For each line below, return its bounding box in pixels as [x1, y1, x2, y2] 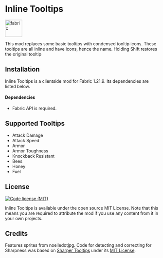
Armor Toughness [12, 147, 49, 154]
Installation [5, 65, 40, 74]
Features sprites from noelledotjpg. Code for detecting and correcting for [5, 242, 152, 248]
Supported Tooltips [5, 119, 65, 128]
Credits [5, 229, 28, 238]
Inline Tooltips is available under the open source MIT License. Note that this [5, 205, 159, 211]
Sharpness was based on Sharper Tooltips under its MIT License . [5, 247, 136, 254]
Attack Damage [12, 132, 43, 138]
